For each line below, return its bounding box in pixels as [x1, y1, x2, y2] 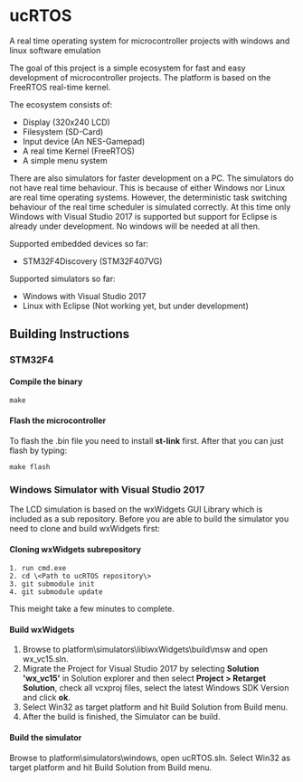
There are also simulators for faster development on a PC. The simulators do [9, 173, 294, 184]
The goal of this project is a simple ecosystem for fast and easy [9, 62, 246, 73]
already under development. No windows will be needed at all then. [9, 221, 260, 231]
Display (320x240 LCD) [22, 117, 110, 127]
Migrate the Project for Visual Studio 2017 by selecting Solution [22, 664, 260, 674]
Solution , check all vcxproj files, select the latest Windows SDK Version [22, 683, 289, 693]
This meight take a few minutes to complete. [9, 603, 175, 615]
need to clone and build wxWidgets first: [9, 523, 161, 533]
